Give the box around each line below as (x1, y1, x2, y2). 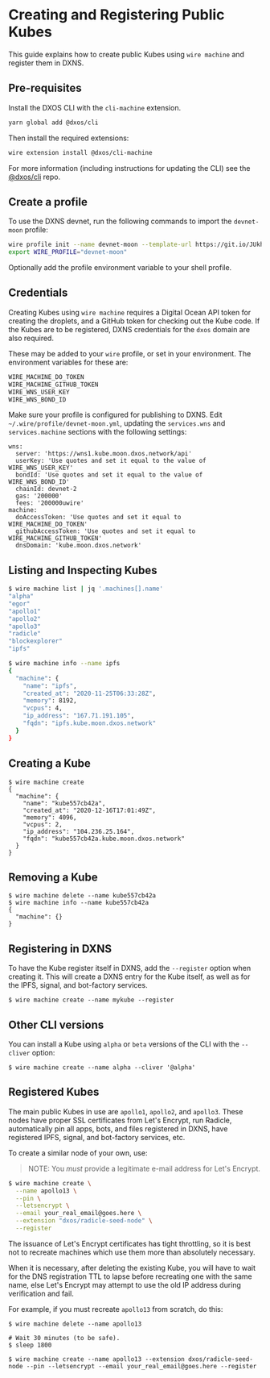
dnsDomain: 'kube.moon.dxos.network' (15, 542, 142, 550)
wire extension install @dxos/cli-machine (8, 148, 153, 156)
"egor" (8, 599, 31, 608)
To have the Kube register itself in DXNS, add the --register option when (8, 964, 252, 973)
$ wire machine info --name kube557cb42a (8, 899, 149, 907)
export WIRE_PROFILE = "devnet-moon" (8, 248, 128, 256)
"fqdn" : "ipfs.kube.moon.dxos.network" (22, 719, 157, 727)
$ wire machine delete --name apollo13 (8, 1320, 142, 1328)
